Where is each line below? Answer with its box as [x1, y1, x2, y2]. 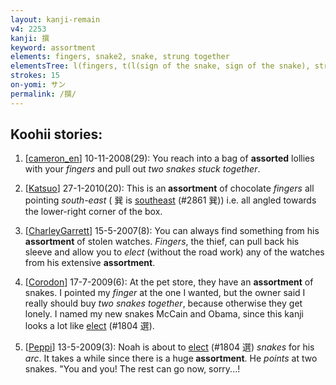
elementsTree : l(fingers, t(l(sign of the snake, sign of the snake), [10, 61, 311, 71]
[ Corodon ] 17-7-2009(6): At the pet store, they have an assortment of [24, 276, 314, 288]
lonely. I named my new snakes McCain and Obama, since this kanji [24, 308, 304, 320]
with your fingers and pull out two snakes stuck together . [24, 163, 261, 175]
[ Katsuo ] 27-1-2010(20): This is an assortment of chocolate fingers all [24, 182, 315, 195]
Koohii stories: [10, 126, 103, 143]
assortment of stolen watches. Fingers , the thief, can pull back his [24, 236, 300, 248]
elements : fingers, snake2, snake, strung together [10, 52, 230, 62]
